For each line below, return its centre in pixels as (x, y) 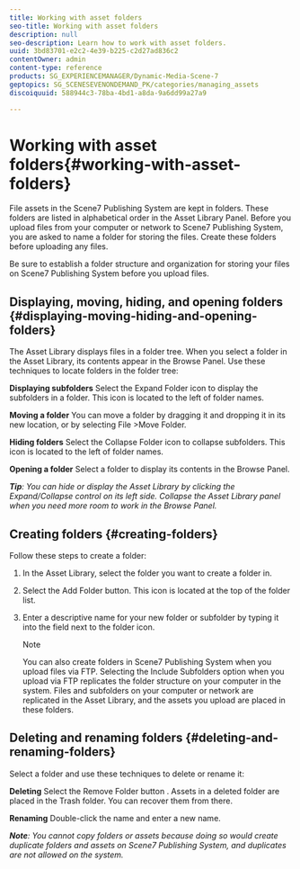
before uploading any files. (59, 246)
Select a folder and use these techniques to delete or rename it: (127, 774)
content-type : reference (56, 68)
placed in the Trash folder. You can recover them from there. (121, 801)
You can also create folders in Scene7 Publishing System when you (147, 662)
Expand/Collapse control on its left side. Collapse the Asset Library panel (145, 497)
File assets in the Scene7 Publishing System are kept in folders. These (139, 209)
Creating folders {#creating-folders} (114, 534)
